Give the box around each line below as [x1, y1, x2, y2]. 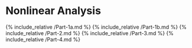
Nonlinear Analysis [5, 4, 102, 18]
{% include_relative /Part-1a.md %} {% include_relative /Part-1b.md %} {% [5, 23, 187, 30]
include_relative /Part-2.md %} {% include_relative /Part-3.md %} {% [5, 29, 174, 36]
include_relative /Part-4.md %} [5, 36, 81, 43]
